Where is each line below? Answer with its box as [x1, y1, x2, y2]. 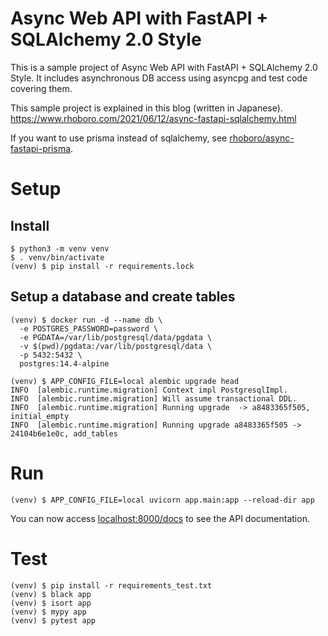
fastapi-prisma [10, 142, 72, 154]
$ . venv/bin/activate [10, 252, 105, 262]
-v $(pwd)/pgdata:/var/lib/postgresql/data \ [19, 341, 213, 351]
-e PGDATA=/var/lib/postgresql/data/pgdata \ [19, 332, 213, 342]
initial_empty [10, 411, 70, 421]
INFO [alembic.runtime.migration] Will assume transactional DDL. [10, 393, 298, 404]
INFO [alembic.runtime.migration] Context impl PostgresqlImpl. [10, 385, 288, 395]
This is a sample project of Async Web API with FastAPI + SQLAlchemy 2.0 [10, 61, 318, 73]
